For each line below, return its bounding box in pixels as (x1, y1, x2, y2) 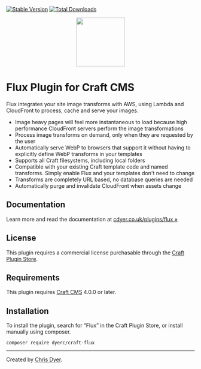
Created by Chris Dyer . (6, 356, 63, 363)
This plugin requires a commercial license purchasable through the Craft (6, 249, 184, 256)
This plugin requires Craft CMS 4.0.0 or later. (6, 289, 117, 296)
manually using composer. (6, 328, 71, 335)
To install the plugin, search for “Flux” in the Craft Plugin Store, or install (6, 322, 183, 329)
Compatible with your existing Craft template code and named (14, 163, 169, 170)
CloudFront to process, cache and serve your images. (6, 107, 139, 114)
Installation (6, 306, 49, 316)
